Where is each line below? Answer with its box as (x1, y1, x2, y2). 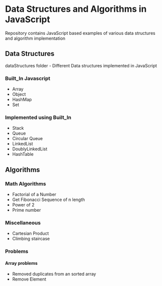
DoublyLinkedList (12, 146, 47, 152)
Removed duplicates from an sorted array (12, 271, 96, 277)
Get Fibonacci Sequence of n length (12, 197, 85, 202)
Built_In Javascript (5, 75, 50, 82)
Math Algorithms (5, 180, 46, 187)
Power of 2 (12, 202, 35, 208)
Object (12, 91, 26, 97)
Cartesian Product (12, 230, 49, 236)
